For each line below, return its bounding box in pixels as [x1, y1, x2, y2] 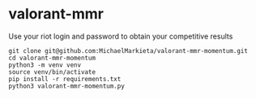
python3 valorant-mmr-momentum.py [8, 82, 126, 90]
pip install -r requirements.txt [8, 75, 122, 83]
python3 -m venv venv [8, 61, 82, 69]
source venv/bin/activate [8, 67, 96, 76]
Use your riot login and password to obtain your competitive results [8, 31, 233, 41]
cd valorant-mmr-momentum [8, 54, 96, 62]
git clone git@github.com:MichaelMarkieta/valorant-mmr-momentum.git [8, 47, 249, 55]
